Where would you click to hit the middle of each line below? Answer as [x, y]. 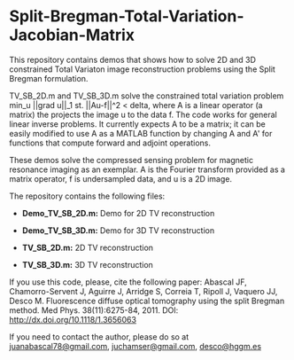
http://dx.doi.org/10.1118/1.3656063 [73, 319]
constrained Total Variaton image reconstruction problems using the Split [143, 69]
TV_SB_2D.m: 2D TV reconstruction [87, 247]
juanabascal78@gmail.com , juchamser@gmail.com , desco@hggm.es [135, 346]
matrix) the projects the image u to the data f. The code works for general [143, 114]
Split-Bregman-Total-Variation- [127, 16]
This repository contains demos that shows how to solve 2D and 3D [133, 59]
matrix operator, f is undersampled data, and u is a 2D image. [121, 178]
